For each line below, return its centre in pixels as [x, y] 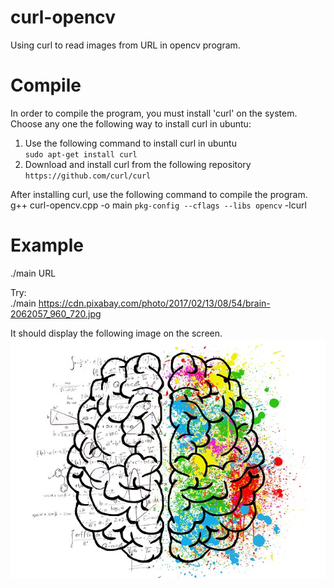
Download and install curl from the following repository [138, 164]
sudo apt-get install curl [81, 154]
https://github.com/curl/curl [88, 176]
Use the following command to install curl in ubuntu [130, 143]
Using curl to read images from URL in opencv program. [125, 45]
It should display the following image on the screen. [116, 333]
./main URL [33, 273]
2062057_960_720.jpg [56, 313]
